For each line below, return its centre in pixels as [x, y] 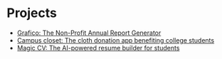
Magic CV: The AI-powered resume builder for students [98, 48]
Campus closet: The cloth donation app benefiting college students [116, 40]
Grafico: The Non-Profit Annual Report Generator [89, 33]
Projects [32, 13]
